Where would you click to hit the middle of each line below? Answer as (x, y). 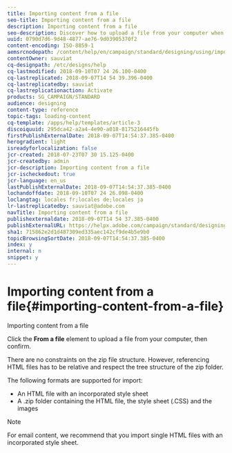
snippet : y (23, 258)
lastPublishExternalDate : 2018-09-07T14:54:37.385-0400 (89, 187)
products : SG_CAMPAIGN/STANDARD (54, 97)
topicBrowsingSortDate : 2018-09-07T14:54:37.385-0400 (86, 238)
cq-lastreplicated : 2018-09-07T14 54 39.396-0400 (80, 78)
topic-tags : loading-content (49, 116)
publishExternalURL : (37, 225)
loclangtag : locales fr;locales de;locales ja (75, 200)
